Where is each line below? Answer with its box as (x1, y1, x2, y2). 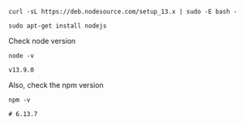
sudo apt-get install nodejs (8, 22, 107, 30)
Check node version (8, 37, 76, 45)
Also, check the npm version (8, 80, 104, 89)
